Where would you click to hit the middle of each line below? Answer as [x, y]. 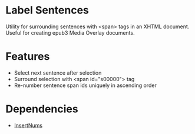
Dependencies [42, 109]
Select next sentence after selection [58, 73]
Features [28, 57]
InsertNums [28, 125]
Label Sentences [47, 10]
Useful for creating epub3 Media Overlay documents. [70, 32]
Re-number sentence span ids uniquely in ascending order [85, 85]
